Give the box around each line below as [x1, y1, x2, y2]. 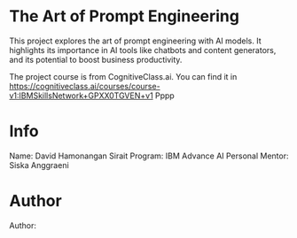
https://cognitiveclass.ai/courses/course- [9, 81, 161, 91]
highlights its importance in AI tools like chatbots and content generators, [9, 44, 277, 55]
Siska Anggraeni [9, 159, 69, 170]
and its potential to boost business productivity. [9, 54, 183, 65]
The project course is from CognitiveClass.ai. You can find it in [9, 71, 238, 81]
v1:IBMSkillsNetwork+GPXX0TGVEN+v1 [9, 90, 153, 101]
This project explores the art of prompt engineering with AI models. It [9, 35, 262, 46]
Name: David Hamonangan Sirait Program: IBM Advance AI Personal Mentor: [9, 150, 290, 161]
